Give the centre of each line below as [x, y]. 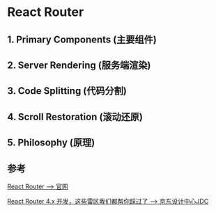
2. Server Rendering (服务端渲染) [79, 65]
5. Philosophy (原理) [51, 143]
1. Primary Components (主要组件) [82, 39]
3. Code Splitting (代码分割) [67, 91]
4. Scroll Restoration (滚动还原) [75, 116]
